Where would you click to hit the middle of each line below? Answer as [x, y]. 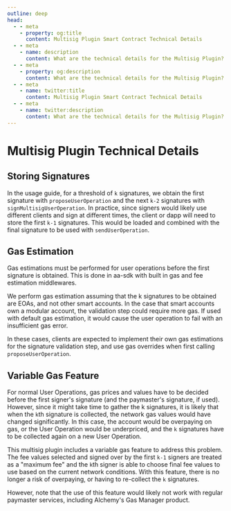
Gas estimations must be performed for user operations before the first [108, 268]
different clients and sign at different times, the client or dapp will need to [111, 215]
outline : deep [28, 14]
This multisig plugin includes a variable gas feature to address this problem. [115, 450]
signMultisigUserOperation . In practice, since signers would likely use [107, 208]
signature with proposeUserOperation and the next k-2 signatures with [106, 200]
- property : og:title [50, 33]
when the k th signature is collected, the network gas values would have [109, 414]
